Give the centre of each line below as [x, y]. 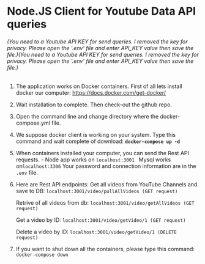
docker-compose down [42, 255]
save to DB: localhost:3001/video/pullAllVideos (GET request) [97, 191]
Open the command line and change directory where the [87, 117]
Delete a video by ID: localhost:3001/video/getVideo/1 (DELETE [96, 232]
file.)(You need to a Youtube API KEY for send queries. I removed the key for [103, 54]
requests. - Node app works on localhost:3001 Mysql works [93, 159]
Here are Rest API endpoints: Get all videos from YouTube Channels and [106, 185]
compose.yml [33, 123]
